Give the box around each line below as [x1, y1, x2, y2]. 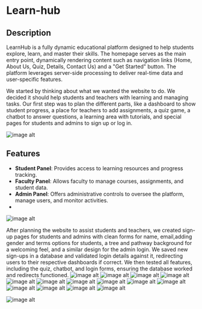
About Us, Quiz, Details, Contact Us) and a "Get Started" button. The [6, 63, 176, 70]
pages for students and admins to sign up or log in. [6, 119, 133, 127]
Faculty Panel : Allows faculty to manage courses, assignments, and [14, 177, 184, 185]
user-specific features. [6, 76, 63, 83]
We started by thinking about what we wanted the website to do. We [6, 88, 176, 94]
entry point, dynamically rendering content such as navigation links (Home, [6, 57, 192, 63]
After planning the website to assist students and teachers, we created [6, 226, 182, 234]
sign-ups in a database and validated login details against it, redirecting [6, 252, 183, 260]
